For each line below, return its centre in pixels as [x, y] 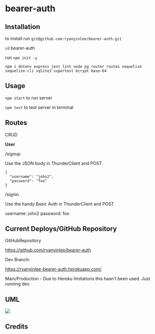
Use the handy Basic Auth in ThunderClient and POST [60, 204]
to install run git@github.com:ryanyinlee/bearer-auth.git [63, 38]
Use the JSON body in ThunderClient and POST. [54, 163]
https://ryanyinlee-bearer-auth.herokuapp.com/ [53, 269]
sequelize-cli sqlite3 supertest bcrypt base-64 [56, 71]
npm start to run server [29, 98]
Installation [23, 27]
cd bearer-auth [20, 48]
